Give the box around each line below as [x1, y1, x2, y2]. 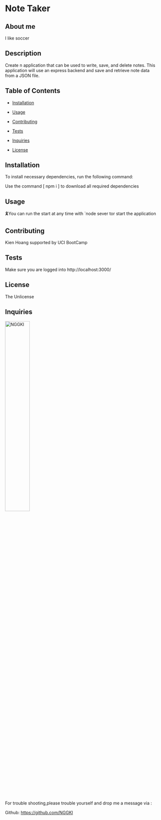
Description [5, 49, 41, 57]
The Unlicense [5, 293, 34, 300]
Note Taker [5, 3, 51, 14]
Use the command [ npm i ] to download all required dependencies [5, 183, 139, 189]
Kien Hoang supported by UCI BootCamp [5, 240, 88, 246]
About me [5, 22, 36, 31]
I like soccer [5, 35, 30, 41]
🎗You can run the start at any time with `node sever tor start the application [5, 210, 157, 217]
